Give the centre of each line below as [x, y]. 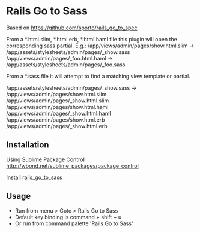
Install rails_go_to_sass [34, 177]
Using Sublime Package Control [46, 159]
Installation [28, 145]
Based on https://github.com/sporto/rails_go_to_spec [72, 28]
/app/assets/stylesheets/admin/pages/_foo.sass [66, 65]
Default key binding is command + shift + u [68, 217]
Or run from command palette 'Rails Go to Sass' [74, 223]
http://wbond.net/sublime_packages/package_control [73, 165]
